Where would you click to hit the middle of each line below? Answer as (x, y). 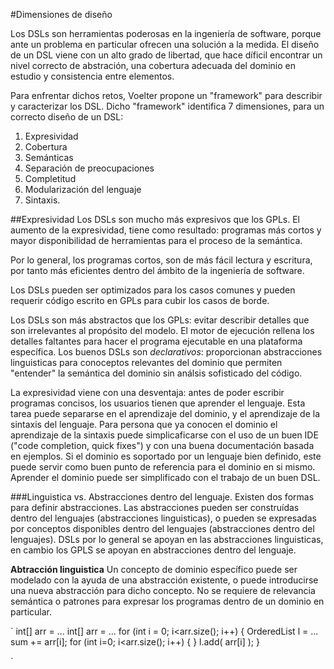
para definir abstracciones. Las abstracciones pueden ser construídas (155, 507)
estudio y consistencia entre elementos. (92, 76)
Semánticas (49, 157)
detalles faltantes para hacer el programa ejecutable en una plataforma (156, 341)
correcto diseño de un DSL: (67, 117)
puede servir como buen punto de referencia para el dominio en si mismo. (163, 467)
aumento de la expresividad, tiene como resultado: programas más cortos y (166, 230)
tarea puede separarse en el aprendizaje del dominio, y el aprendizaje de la (165, 413)
